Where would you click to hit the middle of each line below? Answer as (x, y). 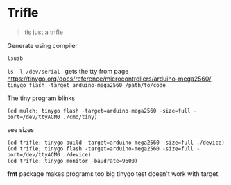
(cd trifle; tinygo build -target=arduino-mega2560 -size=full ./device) (116, 143)
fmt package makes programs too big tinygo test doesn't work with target (113, 174)
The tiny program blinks (41, 98)
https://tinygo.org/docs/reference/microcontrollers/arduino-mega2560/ (109, 79)
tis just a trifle (44, 32)
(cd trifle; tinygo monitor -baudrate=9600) (72, 161)
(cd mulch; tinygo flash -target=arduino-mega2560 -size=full (99, 111)
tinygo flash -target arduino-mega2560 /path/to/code (87, 85)
